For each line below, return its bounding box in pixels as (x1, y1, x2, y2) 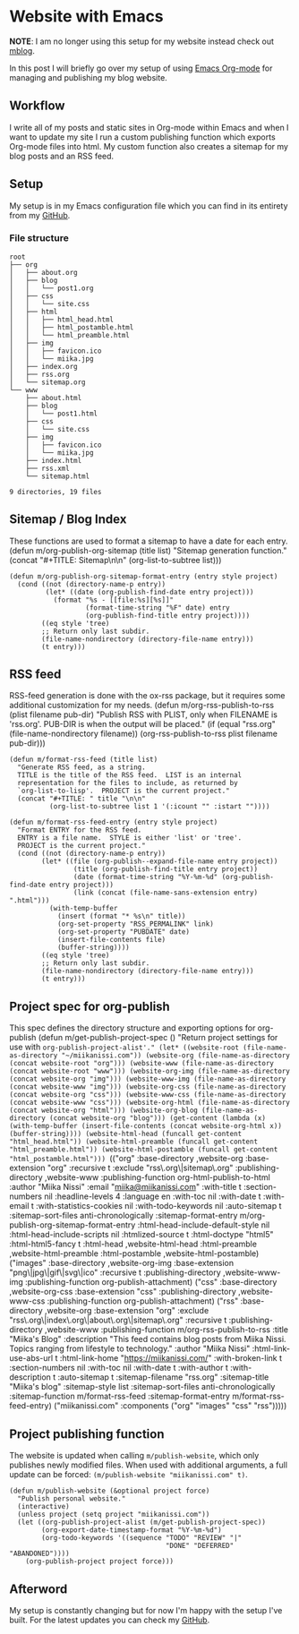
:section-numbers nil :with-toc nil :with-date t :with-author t (9, 1363, 228, 1373)
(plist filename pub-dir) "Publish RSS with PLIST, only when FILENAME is (9, 709, 278, 720)
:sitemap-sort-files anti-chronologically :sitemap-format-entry (9, 1211, 238, 1221)
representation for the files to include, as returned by (17, 779, 239, 788)
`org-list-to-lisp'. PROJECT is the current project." (17, 786, 230, 796)
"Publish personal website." (17, 1494, 126, 1503)
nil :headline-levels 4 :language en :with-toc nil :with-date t (44, 1191, 261, 1202)
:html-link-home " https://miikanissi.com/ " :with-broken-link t (59, 1353, 283, 1364)
